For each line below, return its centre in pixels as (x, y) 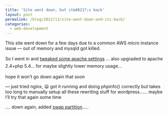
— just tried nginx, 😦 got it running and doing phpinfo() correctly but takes (83, 86)
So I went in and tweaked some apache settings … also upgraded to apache (84, 59)
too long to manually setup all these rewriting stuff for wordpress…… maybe (84, 92)
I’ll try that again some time (33, 97)
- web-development (29, 29)
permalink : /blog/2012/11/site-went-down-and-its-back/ (65, 19)
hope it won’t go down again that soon (45, 77)
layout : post (19, 15)
